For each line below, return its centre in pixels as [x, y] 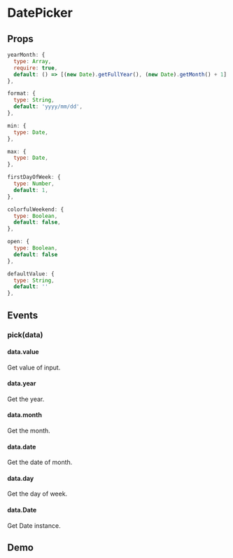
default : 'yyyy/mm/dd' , [48, 107]
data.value [23, 352]
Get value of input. [34, 367]
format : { [22, 94]
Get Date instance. [34, 525]
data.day [21, 478]
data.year [22, 383]
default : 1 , [31, 190]
